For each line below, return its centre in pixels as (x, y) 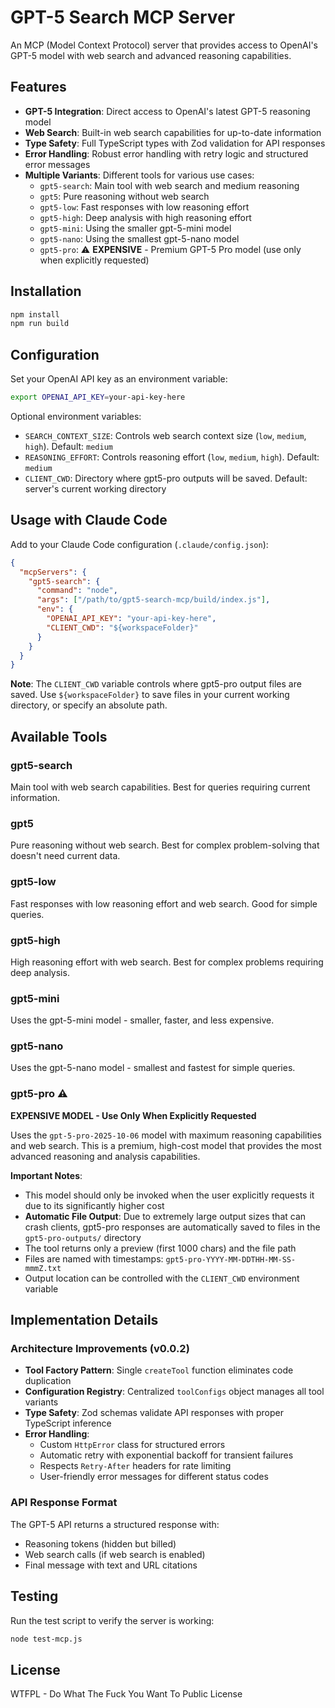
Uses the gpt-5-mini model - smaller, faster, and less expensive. (142, 1020)
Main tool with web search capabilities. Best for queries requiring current (160, 787)
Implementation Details (84, 1320)
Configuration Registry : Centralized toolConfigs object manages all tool (174, 1392)
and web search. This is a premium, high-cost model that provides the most (166, 1145)
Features (38, 87)
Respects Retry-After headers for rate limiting (135, 1466)
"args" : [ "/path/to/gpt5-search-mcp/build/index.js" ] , (153, 600)
